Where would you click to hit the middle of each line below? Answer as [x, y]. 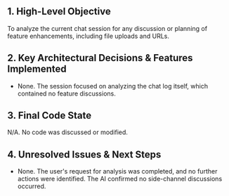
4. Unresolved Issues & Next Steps [84, 154]
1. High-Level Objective [59, 12]
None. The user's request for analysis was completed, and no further [117, 171]
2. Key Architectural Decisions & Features [100, 58]
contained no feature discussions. [66, 93]
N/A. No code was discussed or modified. [68, 132]
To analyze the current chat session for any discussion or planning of [107, 28]
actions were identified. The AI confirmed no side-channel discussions [120, 179]
